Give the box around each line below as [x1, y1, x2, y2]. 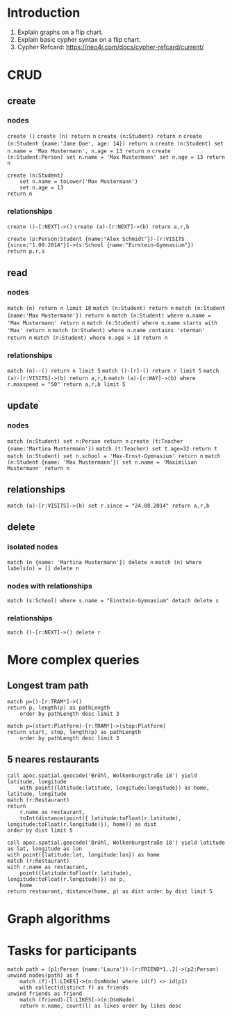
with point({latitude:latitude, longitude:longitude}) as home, [19, 784, 210, 791]
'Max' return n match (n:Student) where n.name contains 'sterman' [7, 327, 205, 334]
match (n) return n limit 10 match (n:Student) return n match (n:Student [7, 304, 226, 311]
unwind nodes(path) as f [7, 971, 79, 979]
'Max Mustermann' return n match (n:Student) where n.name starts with [7, 319, 217, 327]
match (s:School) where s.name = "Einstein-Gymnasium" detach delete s [7, 597, 219, 604]
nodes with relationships [7, 581, 92, 591]
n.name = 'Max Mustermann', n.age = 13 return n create [7, 148, 172, 155]
